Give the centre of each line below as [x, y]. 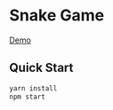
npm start [28, 97]
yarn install [33, 88]
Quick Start [41, 68]
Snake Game [57, 16]
